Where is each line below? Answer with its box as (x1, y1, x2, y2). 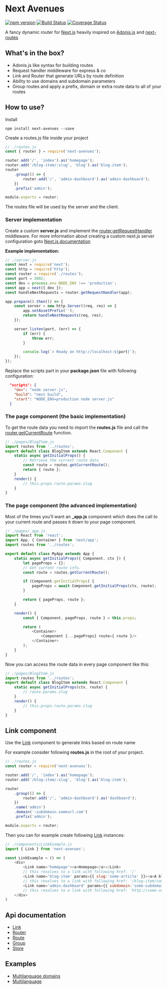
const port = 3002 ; (5, 276, 46, 281)
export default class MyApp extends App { (5, 552, 94, 557)
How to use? (5, 103, 45, 112)
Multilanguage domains (12, 973, 61, 979)
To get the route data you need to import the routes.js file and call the (5, 424, 148, 430)
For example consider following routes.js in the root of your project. (5, 749, 144, 756)
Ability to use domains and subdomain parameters (12, 78, 116, 84)
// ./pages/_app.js (5, 528, 46, 534)
